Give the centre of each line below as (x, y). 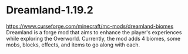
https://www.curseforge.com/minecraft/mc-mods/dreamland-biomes (90, 26)
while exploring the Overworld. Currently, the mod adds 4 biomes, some (93, 38)
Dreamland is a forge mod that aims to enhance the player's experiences (94, 32)
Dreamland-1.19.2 (50, 10)
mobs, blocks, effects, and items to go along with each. (73, 45)
